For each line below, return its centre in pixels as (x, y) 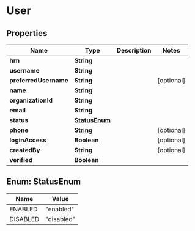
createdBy (25, 150)
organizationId (31, 100)
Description (134, 50)
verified (21, 160)
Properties (27, 33)
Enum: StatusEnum (44, 182)
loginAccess (28, 140)
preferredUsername (39, 80)
